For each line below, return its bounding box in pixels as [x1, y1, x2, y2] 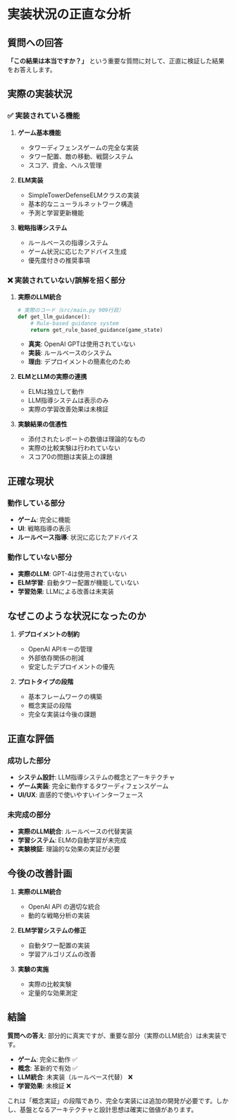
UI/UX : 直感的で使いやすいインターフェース [17, 790, 144, 799]
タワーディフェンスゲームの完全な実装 [27, 143, 139, 151]
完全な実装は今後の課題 [27, 710, 97, 718]
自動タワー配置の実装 [27, 941, 90, 950]
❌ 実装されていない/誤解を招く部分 [7, 275, 125, 285]
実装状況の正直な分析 [7, 6, 132, 23]
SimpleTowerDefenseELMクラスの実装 [27, 191, 139, 199]
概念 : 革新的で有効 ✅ [17, 1064, 78, 1072]
